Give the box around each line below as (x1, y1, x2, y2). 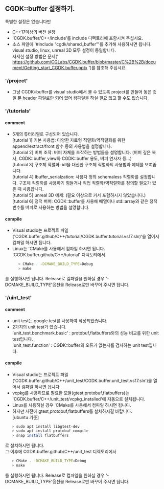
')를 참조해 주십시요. (88, 65, 127, 70)
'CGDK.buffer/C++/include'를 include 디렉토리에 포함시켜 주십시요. (12, 35, 143, 41)
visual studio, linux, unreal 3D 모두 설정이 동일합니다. (12, 47, 116, 53)
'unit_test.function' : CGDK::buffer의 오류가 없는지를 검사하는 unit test (12, 342, 149, 348)
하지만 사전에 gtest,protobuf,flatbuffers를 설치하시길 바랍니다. (12, 408, 133, 414)
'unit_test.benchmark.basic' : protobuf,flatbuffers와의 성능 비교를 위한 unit (12, 330, 159, 336)
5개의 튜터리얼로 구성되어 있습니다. (12, 131, 79, 137)
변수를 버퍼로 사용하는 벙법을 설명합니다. (12, 204, 90, 210)
